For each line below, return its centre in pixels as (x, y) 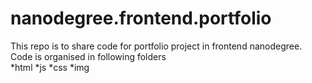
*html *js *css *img (50, 67)
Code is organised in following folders (88, 56)
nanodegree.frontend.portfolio (141, 18)
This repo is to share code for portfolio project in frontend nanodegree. (156, 46)
